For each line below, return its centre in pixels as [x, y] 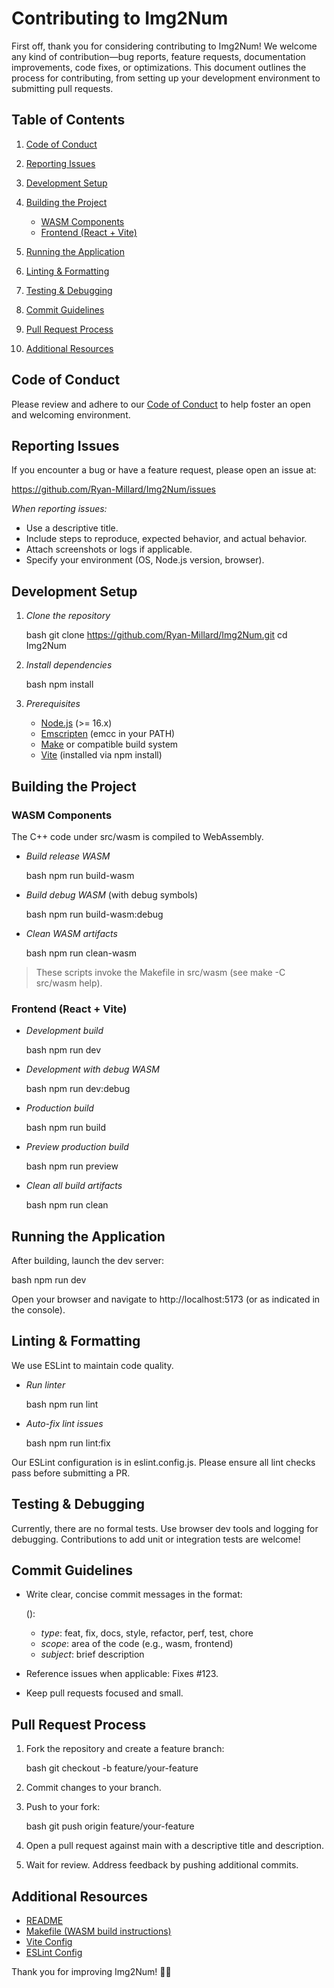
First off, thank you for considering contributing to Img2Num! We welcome [164, 46]
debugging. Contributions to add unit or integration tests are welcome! [156, 1539]
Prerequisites [53, 704]
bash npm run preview [72, 1166]
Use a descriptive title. [72, 528]
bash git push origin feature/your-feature [110, 1826]
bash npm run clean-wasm [81, 953]
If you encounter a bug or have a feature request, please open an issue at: [164, 470]
